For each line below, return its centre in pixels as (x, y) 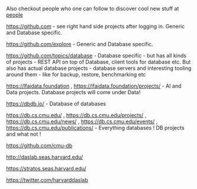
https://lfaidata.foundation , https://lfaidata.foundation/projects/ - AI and (94, 86)
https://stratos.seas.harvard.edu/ (46, 169)
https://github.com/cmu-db (39, 145)
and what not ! (24, 134)
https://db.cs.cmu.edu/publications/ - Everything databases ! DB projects (95, 128)
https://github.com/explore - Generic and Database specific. (80, 44)
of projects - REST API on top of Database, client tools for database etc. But (98, 62)
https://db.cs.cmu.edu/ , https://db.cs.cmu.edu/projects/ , (76, 115)
